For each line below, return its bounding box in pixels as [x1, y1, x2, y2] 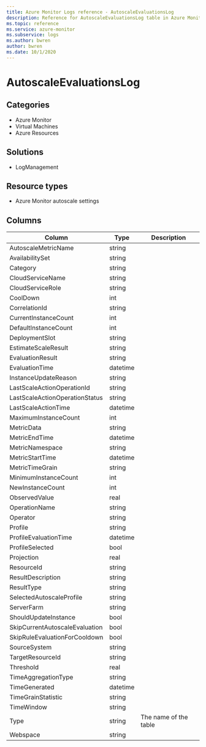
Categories [6, 100, 50, 111]
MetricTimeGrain [9, 463, 58, 472]
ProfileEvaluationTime [9, 533, 72, 542]
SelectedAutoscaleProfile [9, 593, 83, 602]
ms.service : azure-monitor [6, 26, 75, 33]
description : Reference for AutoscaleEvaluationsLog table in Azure [6, 15, 185, 21]
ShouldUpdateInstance [9, 613, 75, 622]
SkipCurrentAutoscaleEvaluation [9, 623, 103, 632]
